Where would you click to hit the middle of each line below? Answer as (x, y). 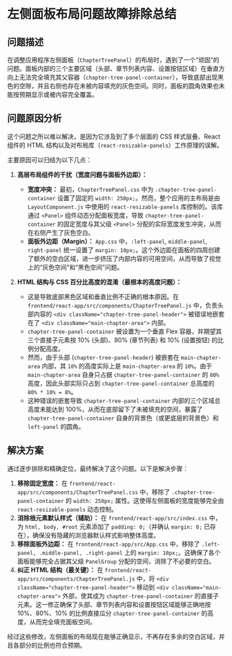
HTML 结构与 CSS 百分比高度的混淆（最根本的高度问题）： (99, 282)
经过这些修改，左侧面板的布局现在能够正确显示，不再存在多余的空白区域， (113, 636)
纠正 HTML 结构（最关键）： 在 (60, 569)
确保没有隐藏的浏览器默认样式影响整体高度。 (96, 535)
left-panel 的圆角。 (56, 426)
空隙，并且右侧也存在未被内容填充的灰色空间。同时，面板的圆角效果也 (119, 86)
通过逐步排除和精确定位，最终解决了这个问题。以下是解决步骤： (98, 468)
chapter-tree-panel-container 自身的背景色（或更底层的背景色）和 (123, 418)
